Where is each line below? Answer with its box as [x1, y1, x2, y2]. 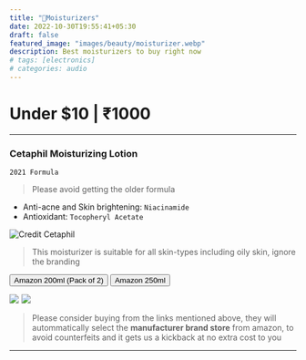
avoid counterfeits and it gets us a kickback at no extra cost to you [31, 332, 282, 343]
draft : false [9, 30, 59, 39]
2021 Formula [9, 168, 59, 178]
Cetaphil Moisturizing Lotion [9, 147, 138, 159]
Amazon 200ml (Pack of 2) [14, 275, 105, 285]
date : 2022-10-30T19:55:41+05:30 [9, 22, 137, 31]
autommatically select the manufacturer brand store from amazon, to [31, 323, 294, 334]
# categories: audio [9, 65, 88, 74]
